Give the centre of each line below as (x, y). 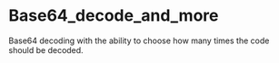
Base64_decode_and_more (114, 16)
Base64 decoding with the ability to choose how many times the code (139, 40)
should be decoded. (46, 49)
